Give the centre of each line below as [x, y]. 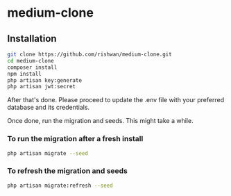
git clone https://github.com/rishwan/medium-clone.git [89, 54]
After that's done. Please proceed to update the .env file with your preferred [115, 100]
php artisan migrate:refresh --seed [60, 186]
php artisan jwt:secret [42, 87]
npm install [24, 74]
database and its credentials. [49, 107]
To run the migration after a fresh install [75, 139]
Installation [32, 39]
